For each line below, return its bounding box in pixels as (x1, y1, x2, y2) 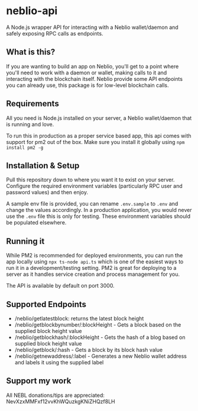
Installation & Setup (6, 161, 80, 171)
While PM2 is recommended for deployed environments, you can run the (6, 252, 183, 259)
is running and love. (6, 120, 54, 128)
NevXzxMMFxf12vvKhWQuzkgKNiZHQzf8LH (6, 397, 115, 405)
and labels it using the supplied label (14, 359, 104, 366)
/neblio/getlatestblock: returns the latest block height (14, 315, 144, 322)
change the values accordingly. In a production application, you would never (6, 207, 192, 214)
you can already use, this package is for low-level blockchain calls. (6, 81, 170, 89)
